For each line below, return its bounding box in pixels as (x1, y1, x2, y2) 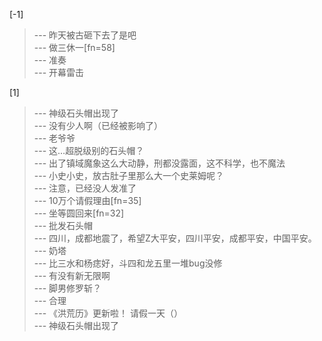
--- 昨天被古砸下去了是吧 (33, 29, 137, 41)
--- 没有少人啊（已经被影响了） (33, 120, 164, 131)
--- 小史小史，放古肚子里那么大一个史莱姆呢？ (33, 170, 225, 181)
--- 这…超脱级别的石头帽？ (33, 145, 145, 156)
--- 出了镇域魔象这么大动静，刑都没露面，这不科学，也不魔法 (33, 157, 286, 169)
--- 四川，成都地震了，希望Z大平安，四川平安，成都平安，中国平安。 (33, 232, 317, 244)
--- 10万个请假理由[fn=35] (33, 195, 142, 206)
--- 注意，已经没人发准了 (33, 182, 137, 194)
